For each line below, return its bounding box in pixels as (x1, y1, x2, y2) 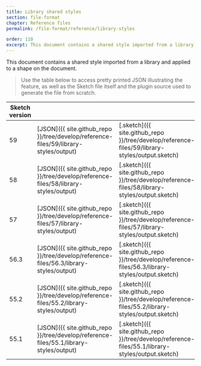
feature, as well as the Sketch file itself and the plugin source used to (20, 83, 191, 90)
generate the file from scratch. (20, 89, 96, 96)
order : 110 (6, 37, 33, 43)
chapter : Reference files (6, 20, 71, 26)
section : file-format (6, 14, 60, 20)
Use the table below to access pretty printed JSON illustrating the (20, 76, 183, 83)
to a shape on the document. (6, 65, 77, 72)
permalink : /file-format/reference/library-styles (6, 25, 135, 32)
